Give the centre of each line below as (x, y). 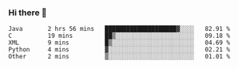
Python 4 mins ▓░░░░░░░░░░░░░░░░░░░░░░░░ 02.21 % (119, 50)
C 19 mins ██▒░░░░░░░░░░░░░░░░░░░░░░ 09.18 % (119, 36)
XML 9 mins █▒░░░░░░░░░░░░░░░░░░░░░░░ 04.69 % (119, 43)
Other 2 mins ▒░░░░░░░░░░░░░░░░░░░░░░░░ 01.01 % (119, 57)
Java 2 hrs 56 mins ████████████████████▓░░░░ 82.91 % (119, 29)
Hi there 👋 (28, 13)
